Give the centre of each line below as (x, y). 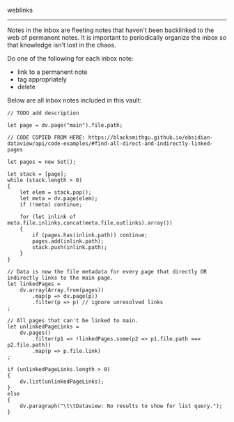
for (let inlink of (48, 217)
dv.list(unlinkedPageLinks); (62, 382)
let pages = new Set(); (42, 162)
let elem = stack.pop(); (56, 193)
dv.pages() (36, 333)
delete (26, 87)
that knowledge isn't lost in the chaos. (62, 45)
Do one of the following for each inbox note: (70, 58)
